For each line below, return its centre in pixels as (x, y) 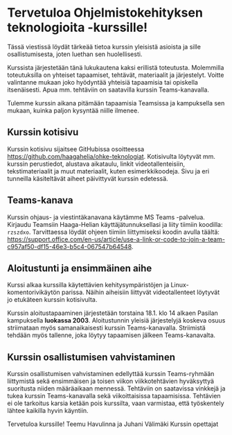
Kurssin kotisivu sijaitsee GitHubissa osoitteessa (76, 149)
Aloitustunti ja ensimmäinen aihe (80, 268)
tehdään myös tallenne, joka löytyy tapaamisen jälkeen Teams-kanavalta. (111, 335)
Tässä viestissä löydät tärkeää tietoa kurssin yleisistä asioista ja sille (104, 46)
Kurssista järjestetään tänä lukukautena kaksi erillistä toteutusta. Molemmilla (116, 67)
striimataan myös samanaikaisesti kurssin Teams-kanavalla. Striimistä (106, 328)
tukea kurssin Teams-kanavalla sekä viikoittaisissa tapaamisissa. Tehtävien (114, 396)
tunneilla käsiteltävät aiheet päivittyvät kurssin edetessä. (88, 178)
